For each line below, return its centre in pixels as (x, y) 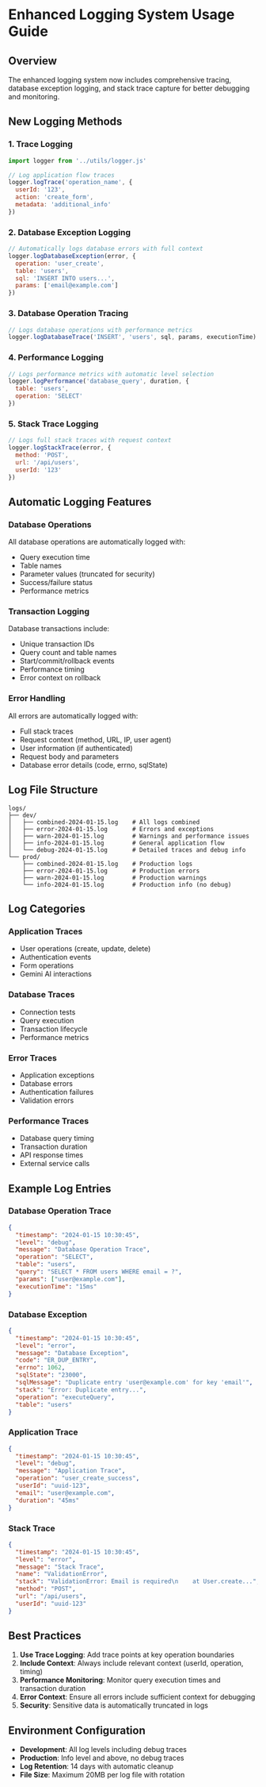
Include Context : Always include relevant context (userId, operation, (131, 1663)
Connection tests (47, 1012)
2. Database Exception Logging (69, 232)
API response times (51, 1155)
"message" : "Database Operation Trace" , (83, 1250)
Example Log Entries (60, 1188)
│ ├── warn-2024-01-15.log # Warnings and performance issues (129, 836)
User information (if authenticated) (76, 748)
